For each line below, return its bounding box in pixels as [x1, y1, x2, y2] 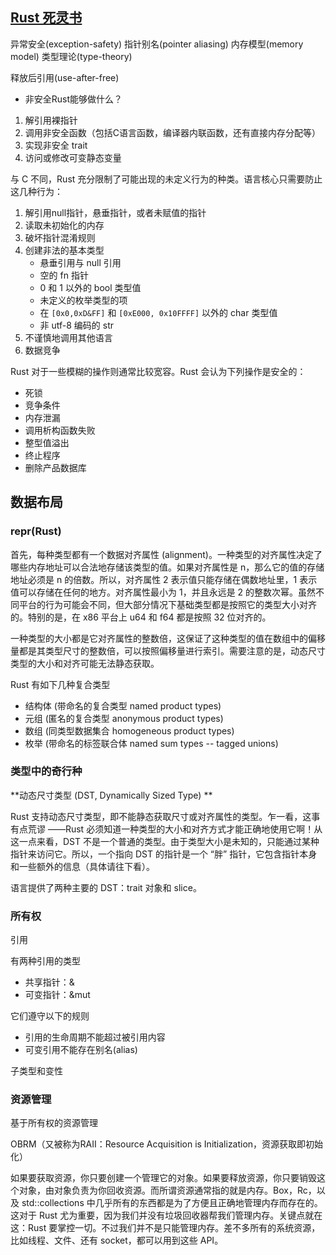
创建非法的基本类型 [24, 244, 105, 256]
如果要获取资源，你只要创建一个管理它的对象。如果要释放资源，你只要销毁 [10, 1172, 317, 1184]
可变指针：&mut [24, 989, 91, 1001]
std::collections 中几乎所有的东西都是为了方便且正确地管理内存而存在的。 [21, 1197, 323, 1209]
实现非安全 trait [24, 139, 88, 151]
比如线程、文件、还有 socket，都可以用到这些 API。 [10, 1234, 224, 1247]
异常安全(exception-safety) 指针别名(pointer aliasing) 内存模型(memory [10, 38, 304, 50]
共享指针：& [24, 976, 75, 988]
